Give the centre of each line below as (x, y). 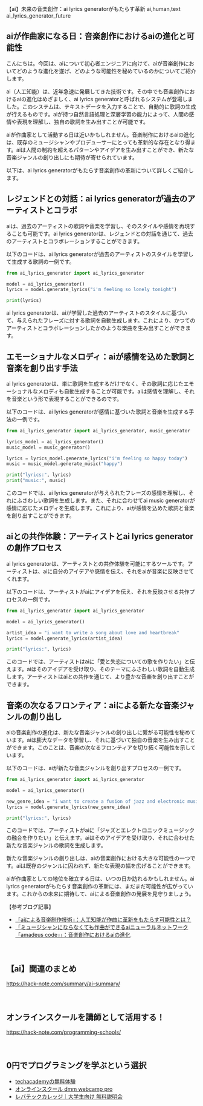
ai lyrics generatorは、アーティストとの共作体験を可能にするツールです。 (97, 563)
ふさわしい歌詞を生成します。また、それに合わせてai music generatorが (106, 501)
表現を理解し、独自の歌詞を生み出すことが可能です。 (83, 122)
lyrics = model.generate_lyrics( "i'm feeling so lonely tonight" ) (92, 290)
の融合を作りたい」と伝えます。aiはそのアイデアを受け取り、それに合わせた (101, 838)
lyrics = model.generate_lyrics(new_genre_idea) (69, 807)
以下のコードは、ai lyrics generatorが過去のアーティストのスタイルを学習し (100, 254)
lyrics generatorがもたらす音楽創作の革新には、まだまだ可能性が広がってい (100, 886)
